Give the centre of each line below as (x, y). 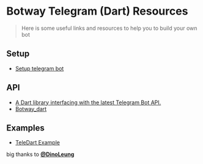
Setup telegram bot (39, 68)
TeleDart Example (37, 143)
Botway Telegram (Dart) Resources (97, 11)
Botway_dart (31, 109)
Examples (25, 128)
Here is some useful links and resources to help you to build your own (109, 28)
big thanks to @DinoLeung (40, 154)
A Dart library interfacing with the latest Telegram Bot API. (88, 102)
